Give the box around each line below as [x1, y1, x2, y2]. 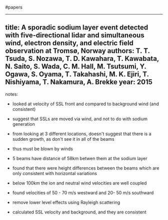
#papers [5, 4, 22, 10]
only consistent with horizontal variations [12, 170, 97, 176]
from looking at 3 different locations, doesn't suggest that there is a [12, 131, 151, 137]
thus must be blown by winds [12, 146, 73, 152]
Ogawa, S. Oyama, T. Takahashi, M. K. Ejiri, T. [5, 70, 149, 79]
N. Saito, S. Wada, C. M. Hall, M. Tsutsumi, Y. [5, 62, 146, 71]
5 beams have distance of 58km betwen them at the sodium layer [12, 155, 147, 161]
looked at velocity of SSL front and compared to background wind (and [12, 101, 159, 107]
